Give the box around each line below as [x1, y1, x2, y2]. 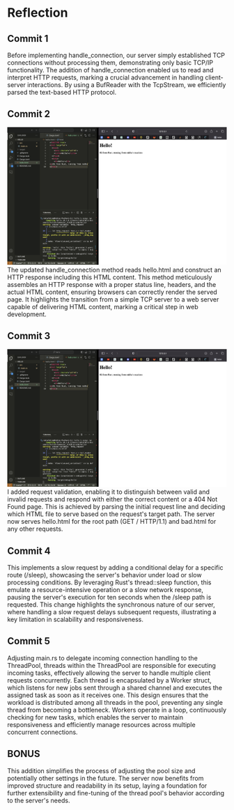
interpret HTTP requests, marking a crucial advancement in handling [7, 73, 204, 81]
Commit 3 [7, 330, 51, 342]
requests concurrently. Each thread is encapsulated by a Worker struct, [7, 676, 212, 684]
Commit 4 [7, 545, 51, 556]
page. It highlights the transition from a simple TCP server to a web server [7, 295, 219, 304]
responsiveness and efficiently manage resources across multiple [7, 720, 196, 729]
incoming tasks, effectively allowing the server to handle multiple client [7, 669, 211, 677]
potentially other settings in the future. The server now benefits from [7, 774, 204, 782]
